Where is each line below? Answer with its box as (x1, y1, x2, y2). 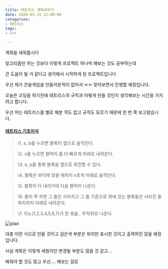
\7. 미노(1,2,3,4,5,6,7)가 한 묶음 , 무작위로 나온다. (17, 211, 113, 217)
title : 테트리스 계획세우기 (5, 7, 54, 13)
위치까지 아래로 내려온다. (17, 200, 66, 206)
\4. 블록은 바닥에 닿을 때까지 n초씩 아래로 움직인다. (17, 172, 117, 178)
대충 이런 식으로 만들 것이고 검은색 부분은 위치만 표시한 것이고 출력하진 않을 (5, 231, 152, 237)
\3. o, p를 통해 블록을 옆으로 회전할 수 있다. (17, 161, 102, 167)
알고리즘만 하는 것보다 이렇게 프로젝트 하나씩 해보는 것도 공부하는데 (5, 60, 136, 66)
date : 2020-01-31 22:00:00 (5, 12, 62, 17)
